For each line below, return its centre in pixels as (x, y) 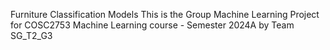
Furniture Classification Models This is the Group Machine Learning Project (165, 14)
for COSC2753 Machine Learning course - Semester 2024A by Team (152, 25)
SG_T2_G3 (31, 35)
